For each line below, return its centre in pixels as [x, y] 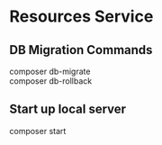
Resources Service [81, 17]
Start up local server [68, 109]
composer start [38, 131]
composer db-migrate [50, 71]
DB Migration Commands [81, 50]
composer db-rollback [51, 81]
